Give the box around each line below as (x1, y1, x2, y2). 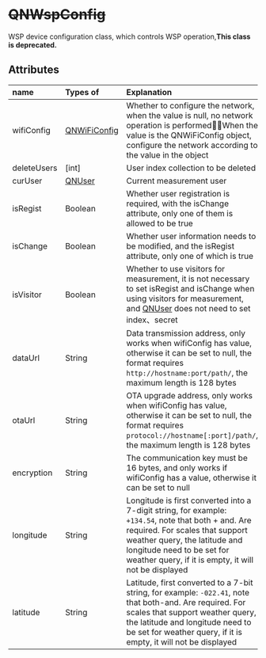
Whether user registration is (126, 188, 230, 199)
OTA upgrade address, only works (126, 390, 253, 401)
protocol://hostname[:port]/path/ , (126, 429, 259, 440)
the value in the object (126, 149, 209, 160)
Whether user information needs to (126, 230, 256, 242)
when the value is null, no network (126, 109, 253, 120)
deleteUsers (12, 162, 58, 173)
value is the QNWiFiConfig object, (126, 129, 252, 140)
